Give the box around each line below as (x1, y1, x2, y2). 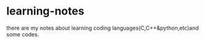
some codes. (6, 30, 39, 38)
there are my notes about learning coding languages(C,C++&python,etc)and (6, 24, 199, 31)
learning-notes (6, 4, 85, 18)
